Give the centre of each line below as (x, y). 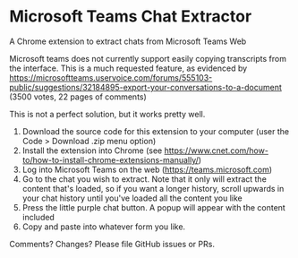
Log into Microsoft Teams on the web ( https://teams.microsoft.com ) (147, 169)
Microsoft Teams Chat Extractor (131, 17)
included (38, 217)
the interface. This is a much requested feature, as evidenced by (128, 68)
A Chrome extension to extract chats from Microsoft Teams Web (128, 41)
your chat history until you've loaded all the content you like (132, 198)
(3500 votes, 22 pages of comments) (78, 97)
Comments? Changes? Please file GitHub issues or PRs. (112, 244)
